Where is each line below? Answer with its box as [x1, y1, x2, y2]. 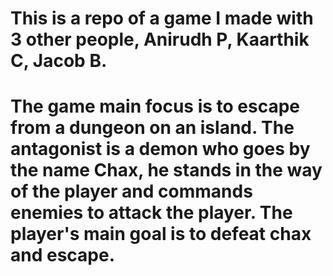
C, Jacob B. [10, 50, 108, 72]
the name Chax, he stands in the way [10, 159, 323, 182]
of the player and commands [10, 180, 253, 203]
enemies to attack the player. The [10, 202, 293, 224]
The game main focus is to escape [10, 95, 301, 118]
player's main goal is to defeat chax [10, 223, 312, 246]
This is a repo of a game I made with [10, 7, 314, 30]
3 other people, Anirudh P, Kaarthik [10, 28, 310, 51]
